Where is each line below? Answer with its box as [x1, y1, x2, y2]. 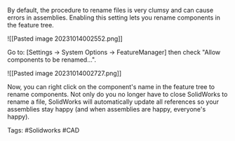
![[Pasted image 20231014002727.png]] [7, 69, 122, 77]
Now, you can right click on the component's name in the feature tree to [7, 83, 215, 90]
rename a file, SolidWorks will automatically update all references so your [7, 98, 220, 106]
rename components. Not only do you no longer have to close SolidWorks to [7, 90, 228, 98]
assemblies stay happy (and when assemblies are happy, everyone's [7, 105, 206, 113]
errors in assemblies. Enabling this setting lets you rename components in [7, 13, 221, 22]
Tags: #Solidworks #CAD [7, 126, 80, 134]
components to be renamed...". [7, 55, 97, 64]
